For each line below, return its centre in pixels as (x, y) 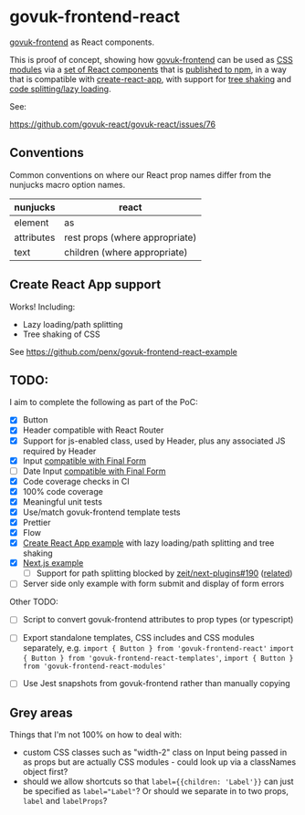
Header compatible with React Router (93, 430)
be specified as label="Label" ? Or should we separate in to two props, (156, 791)
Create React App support (85, 285)
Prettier (37, 522)
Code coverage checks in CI (76, 481)
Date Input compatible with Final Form (94, 471)
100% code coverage (63, 491)
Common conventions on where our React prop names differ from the (141, 174)
